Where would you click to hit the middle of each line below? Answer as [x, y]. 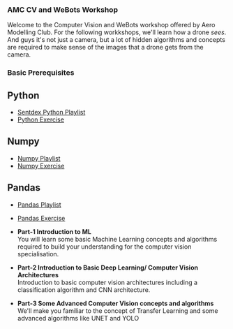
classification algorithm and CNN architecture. [84, 290]
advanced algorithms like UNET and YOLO [78, 318]
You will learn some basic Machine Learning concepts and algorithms [117, 239]
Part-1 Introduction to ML [54, 231]
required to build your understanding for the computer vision [104, 247]
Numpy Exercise [41, 166]
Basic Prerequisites [41, 73]
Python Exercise [41, 119]
